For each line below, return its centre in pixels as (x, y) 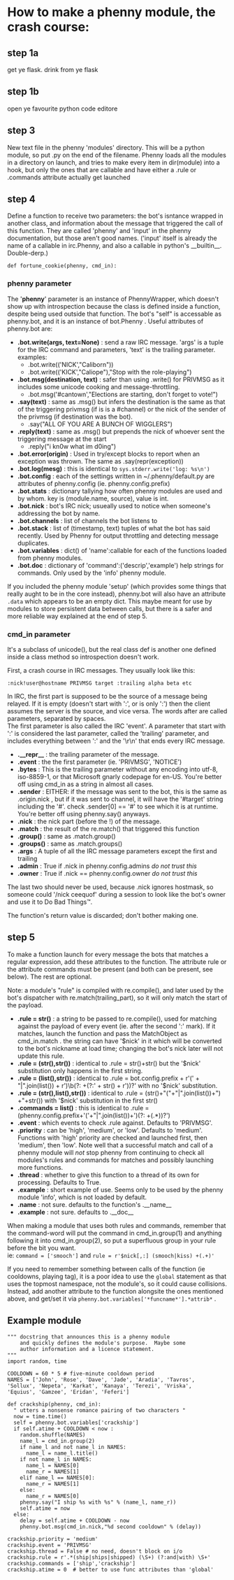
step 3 (21, 131)
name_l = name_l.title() (62, 1453)
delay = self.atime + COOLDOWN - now (75, 1520)
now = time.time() (41, 1416)
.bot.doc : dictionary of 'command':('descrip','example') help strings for (120, 565)
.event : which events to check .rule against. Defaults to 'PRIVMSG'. (115, 1123)
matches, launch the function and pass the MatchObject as (102, 1033)
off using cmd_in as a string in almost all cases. (85, 784)
